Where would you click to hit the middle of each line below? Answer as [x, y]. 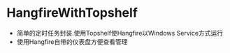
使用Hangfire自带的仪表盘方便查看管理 [72, 41]
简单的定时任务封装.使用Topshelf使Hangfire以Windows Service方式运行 [120, 33]
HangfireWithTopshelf [72, 13]
